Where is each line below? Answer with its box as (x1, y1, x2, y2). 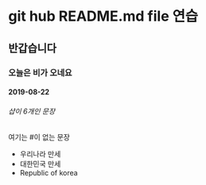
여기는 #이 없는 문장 (8, 133, 70, 142)
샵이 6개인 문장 (8, 106, 56, 116)
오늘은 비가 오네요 (8, 67, 73, 78)
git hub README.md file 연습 (8, 7, 199, 25)
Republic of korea (19, 168, 78, 178)
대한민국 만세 (19, 160, 61, 169)
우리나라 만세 (19, 149, 61, 159)
